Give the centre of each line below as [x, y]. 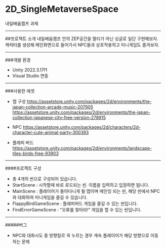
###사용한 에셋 [20, 91]
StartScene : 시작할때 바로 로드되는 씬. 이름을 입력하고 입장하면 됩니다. [81, 185]
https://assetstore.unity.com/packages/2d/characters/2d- [82, 127]
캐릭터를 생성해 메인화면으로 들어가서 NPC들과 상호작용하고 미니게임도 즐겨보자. [82, 45]
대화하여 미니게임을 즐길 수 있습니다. [53, 197]
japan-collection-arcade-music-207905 [53, 107]
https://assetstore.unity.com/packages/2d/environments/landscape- [82, 148]
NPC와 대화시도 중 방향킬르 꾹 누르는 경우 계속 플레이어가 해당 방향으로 [81, 235]
